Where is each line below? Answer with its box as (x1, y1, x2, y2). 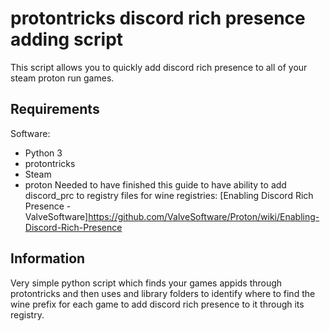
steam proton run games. (10, 72, 115, 84)
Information (10, 250, 86, 267)
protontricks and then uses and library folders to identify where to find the (10, 287, 316, 299)
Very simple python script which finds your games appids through (10, 277, 283, 289)
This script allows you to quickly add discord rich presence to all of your (10, 61, 308, 73)
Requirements (10, 101, 100, 118)
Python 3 (24, 147, 63, 159)
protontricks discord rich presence (10, 7, 306, 30)
